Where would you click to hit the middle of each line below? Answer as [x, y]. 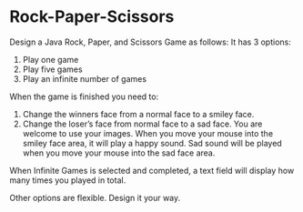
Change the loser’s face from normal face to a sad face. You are [142, 124]
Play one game [50, 59]
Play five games [53, 69]
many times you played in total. [68, 180]
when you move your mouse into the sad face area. [119, 153]
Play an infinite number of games [85, 78]
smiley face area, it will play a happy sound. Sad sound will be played [152, 143]
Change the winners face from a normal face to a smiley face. [138, 114]
